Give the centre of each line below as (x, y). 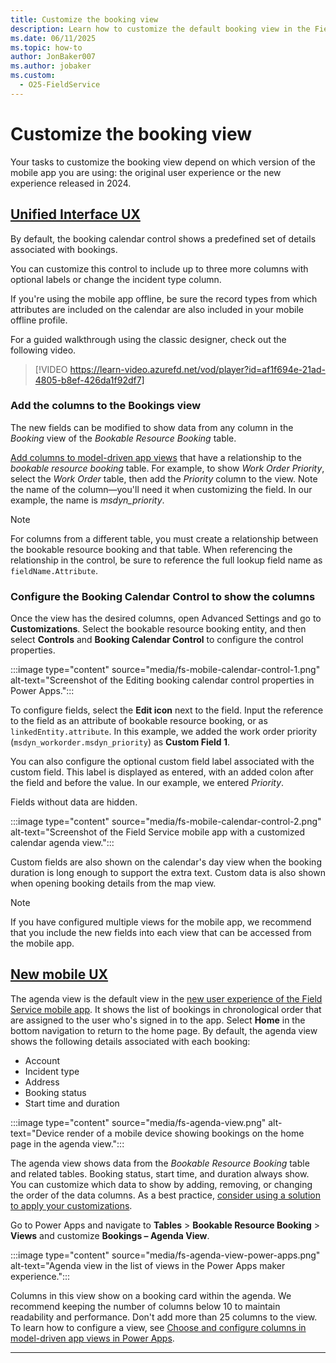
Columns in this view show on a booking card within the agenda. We (151, 1295)
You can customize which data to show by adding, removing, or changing (161, 1184)
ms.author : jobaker (51, 66)
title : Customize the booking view (84, 19)
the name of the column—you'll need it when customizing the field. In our (161, 489)
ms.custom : (33, 76)
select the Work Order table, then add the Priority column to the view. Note (164, 478)
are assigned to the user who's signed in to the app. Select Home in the (158, 1020)
